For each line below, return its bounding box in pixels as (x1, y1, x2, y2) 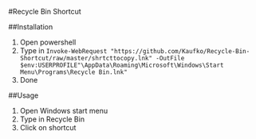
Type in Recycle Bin (19, 114, 85, 124)
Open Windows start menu (19, 106, 108, 115)
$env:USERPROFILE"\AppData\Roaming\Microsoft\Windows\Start (19, 61, 224, 69)
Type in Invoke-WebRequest (19, 46, 108, 55)
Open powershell (19, 37, 77, 47)
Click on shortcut (19, 123, 77, 132)
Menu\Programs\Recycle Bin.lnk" (19, 68, 128, 76)
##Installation (8, 22, 53, 31)
